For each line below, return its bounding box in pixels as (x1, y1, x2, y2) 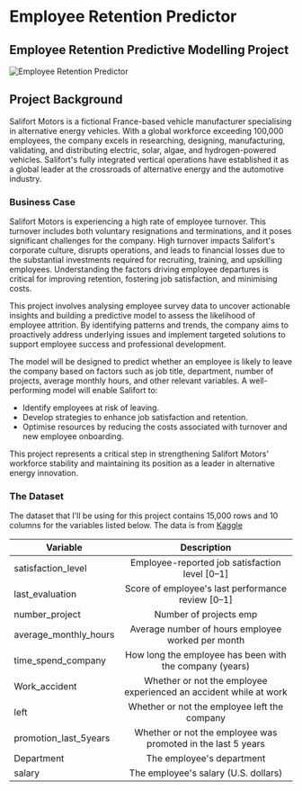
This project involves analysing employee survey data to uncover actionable (9, 301, 290, 311)
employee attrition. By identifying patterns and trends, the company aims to (9, 319, 289, 330)
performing (9, 385, 51, 396)
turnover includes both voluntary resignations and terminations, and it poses (9, 226, 292, 237)
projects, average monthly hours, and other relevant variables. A (9, 375, 247, 386)
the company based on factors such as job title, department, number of (9, 366, 274, 377)
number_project (13, 608, 81, 621)
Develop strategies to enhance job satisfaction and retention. (22, 412, 249, 423)
